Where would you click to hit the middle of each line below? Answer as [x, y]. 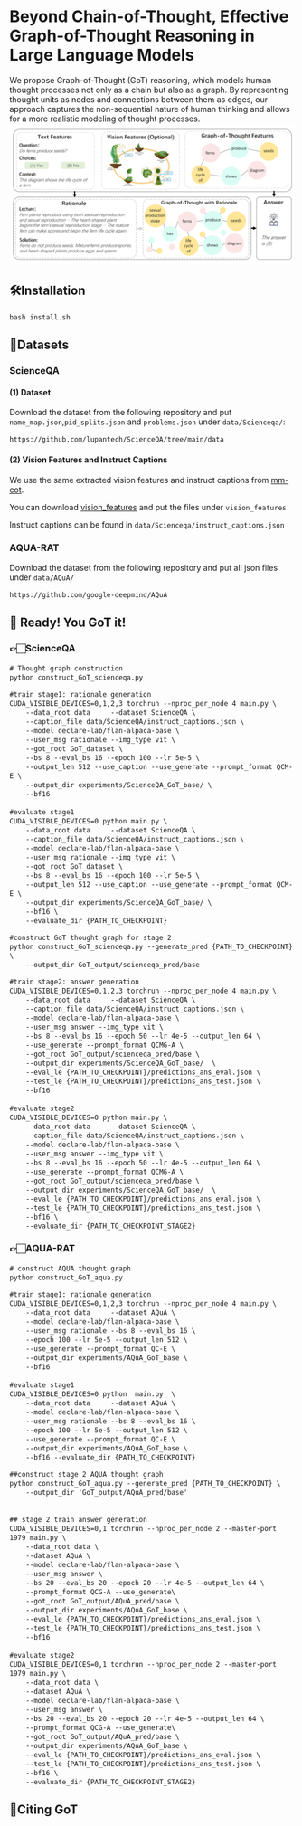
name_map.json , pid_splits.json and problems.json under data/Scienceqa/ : [148, 422]
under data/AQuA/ [42, 577]
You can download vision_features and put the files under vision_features [148, 507]
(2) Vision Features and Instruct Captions [89, 460]
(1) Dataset [30, 392]
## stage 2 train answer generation [78, 1519]
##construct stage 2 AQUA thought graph [87, 1474]
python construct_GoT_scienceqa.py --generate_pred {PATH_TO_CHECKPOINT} [151, 946]
